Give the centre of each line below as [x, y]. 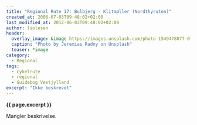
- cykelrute [26, 72]
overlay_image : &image [39, 39]
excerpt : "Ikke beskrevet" [39, 88]
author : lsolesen [27, 28]
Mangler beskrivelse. [31, 116]
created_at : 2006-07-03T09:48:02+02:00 [55, 17]
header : [16, 33]
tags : [13, 66]
